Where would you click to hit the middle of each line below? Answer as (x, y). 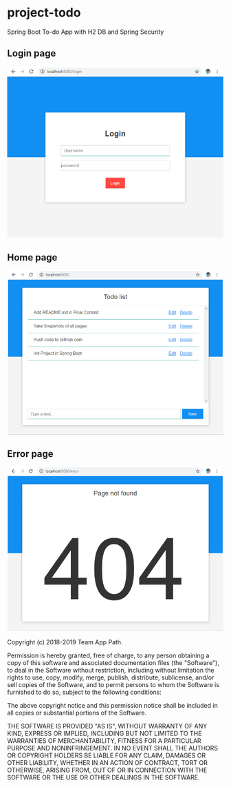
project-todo (44, 13)
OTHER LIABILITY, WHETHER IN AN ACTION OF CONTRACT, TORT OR (107, 763)
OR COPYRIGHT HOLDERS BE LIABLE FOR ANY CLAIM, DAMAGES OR (107, 755)
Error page (30, 454)
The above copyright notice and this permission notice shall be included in (112, 706)
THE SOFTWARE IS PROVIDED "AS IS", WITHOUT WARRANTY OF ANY (107, 726)
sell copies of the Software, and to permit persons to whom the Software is (113, 685)
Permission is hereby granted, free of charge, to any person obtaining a (108, 655)
